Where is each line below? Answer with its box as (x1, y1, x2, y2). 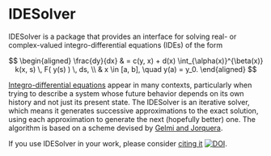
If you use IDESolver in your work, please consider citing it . (8, 138, 228, 148)
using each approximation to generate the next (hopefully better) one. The (8, 114, 256, 124)
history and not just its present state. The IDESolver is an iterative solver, (8, 97, 250, 107)
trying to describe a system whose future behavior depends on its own (8, 88, 244, 98)
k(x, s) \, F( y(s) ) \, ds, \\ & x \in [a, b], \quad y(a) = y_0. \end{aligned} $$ (15, 64, 257, 74)
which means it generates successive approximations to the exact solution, (8, 106, 259, 116)
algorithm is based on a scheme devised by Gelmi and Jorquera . (8, 123, 223, 133)
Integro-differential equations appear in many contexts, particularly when (8, 80, 252, 90)
